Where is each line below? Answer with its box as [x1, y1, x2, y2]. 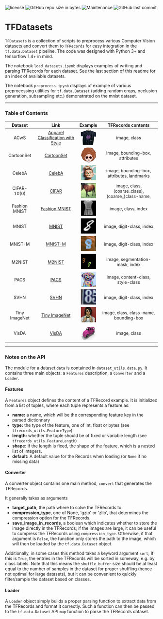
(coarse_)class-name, [106, 193, 151, 199]
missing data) [12, 459, 40, 464]
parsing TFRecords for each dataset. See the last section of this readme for [5, 68, 156, 74]
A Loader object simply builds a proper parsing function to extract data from [5, 598, 156, 604]
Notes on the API [5, 354, 46, 360]
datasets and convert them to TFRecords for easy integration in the [5, 43, 137, 49]
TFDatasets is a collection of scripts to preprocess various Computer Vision [5, 38, 155, 43]
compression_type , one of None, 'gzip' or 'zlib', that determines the [12, 510, 149, 516]
